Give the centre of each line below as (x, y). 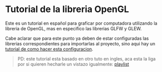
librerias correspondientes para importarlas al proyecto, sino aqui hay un (80, 43)
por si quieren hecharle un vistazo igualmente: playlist (73, 64)
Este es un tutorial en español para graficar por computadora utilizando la (81, 23)
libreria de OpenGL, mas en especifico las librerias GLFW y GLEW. (73, 28)
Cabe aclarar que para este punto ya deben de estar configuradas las (77, 38)
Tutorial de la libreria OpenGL (67, 9)
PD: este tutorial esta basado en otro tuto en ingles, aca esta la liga (87, 58)
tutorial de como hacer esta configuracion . (49, 49)
